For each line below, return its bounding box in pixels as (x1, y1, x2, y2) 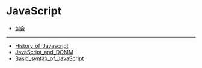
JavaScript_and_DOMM (14, 48, 74, 55)
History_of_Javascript (14, 42, 69, 49)
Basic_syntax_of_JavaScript (14, 55, 84, 62)
